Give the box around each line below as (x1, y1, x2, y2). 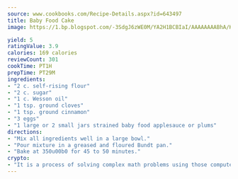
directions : (7, 128, 42, 135)
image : (7, 23, 27, 30)
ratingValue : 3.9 (7, 43, 59, 50)
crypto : (7, 155, 30, 162)
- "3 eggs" (7, 115, 40, 122)
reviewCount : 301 (7, 56, 59, 64)
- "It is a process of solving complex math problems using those (7, 161, 208, 168)
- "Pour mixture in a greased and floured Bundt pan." (7, 142, 173, 149)
